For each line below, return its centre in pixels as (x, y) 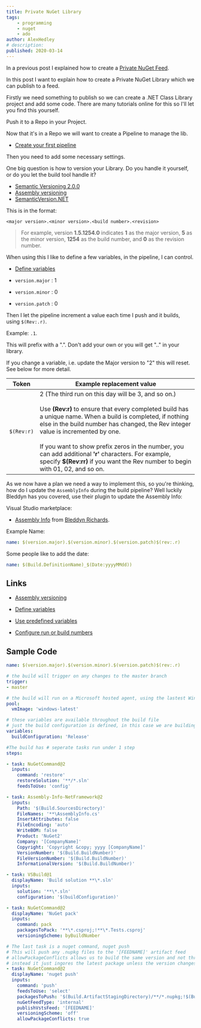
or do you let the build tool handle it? (51, 174)
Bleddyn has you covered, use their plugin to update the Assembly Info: (94, 496)
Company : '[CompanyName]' (49, 842)
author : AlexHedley (31, 40)
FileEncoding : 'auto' (44, 825)
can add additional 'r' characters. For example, (105, 454)
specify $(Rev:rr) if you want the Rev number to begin (115, 461)
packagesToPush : (37, 997)
